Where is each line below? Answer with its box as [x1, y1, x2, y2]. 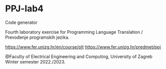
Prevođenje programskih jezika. [5, 34, 70, 40]
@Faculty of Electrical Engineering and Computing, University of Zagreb [5, 53, 153, 60]
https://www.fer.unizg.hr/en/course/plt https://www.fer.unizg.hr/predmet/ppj [5, 44, 161, 50]
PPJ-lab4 [5, 3, 44, 14]
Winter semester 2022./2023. [5, 59, 66, 65]
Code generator [5, 19, 38, 25]
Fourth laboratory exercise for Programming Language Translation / [5, 29, 143, 35]
